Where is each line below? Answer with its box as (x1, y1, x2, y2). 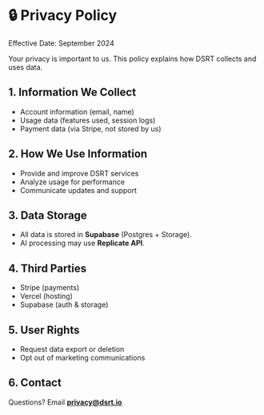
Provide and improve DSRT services (19, 168, 139, 178)
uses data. (8, 62, 43, 72)
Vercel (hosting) (19, 292, 74, 301)
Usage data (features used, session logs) (19, 115, 156, 125)
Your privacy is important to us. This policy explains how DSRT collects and (8, 54, 257, 63)
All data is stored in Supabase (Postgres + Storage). (19, 230, 192, 240)
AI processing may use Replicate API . (19, 238, 146, 248)
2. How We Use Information (8, 147, 148, 161)
